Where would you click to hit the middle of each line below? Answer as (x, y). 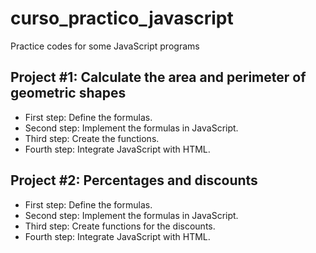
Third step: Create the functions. (92, 138)
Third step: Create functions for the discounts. (120, 226)
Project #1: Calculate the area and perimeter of (158, 77)
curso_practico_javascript (122, 18)
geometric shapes (68, 93)
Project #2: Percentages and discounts (134, 180)
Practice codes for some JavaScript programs (105, 46)
